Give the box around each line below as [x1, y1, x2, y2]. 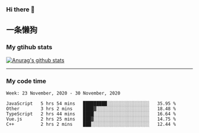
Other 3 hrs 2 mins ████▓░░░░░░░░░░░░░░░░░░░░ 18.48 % [6, 106, 176, 112]
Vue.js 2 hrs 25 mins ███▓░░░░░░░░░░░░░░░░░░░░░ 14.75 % [6, 116, 176, 122]
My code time [6, 77, 46, 85]
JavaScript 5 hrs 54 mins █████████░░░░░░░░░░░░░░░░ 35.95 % [6, 100, 176, 106]
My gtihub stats [6, 43, 53, 51]
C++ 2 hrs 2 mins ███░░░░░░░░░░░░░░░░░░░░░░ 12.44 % [6, 121, 176, 127]
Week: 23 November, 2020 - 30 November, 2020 [6, 90, 120, 96]
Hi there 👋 [6, 5, 36, 14]
